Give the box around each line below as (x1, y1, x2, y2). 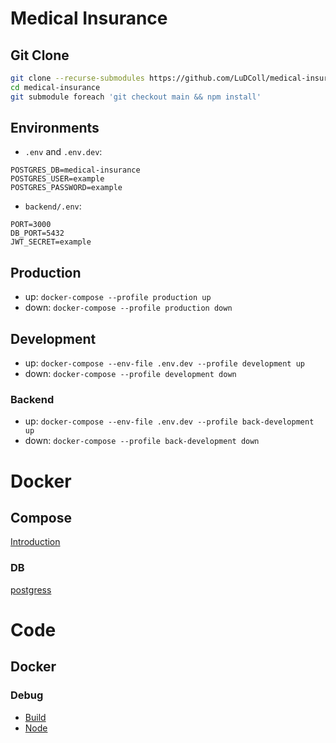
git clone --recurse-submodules (10, 73, 145, 83)
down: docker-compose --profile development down (24, 368, 237, 380)
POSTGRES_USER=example (10, 174, 105, 184)
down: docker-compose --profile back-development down (24, 435, 260, 447)
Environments (10, 120, 100, 137)
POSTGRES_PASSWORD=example (10, 183, 123, 193)
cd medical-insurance (10, 82, 101, 92)
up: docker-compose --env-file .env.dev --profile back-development (24, 415, 315, 427)
